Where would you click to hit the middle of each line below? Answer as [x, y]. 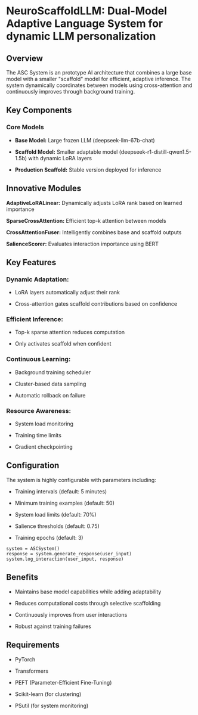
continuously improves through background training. [71, 91]
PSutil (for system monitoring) [52, 705]
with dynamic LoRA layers [60, 158]
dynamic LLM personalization [81, 36]
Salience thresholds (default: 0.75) [57, 526]
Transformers [32, 671]
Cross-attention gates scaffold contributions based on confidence [96, 304]
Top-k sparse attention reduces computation [70, 332]
